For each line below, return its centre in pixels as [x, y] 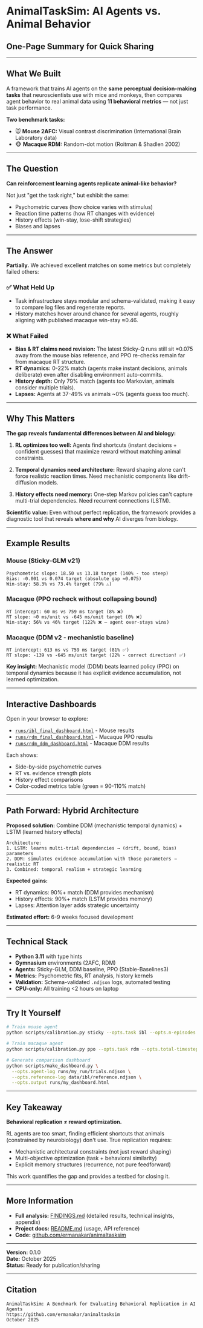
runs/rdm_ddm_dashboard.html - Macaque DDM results [82, 743]
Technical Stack [37, 942]
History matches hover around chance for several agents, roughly [97, 314]
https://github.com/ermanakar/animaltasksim [63, 1314]
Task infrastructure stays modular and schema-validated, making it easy [105, 300]
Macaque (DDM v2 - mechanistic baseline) [70, 637]
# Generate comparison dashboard [48, 1060]
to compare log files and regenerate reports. [70, 307]
